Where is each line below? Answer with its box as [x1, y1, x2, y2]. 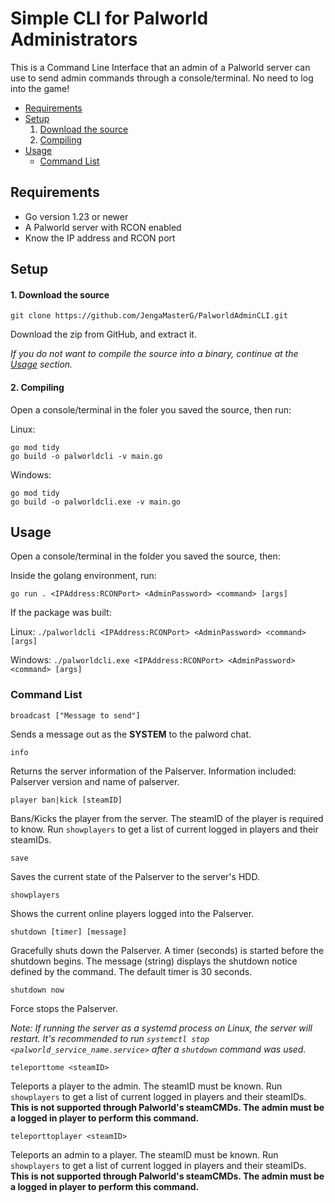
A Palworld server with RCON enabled [24, 221, 182, 233]
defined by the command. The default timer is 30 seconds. [10, 965, 253, 977]
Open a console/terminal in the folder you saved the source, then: [10, 550, 281, 562]
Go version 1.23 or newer [24, 210, 129, 222]
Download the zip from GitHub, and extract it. [10, 328, 197, 341]
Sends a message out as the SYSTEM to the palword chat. [10, 728, 252, 740]
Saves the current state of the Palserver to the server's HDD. [10, 870, 260, 882]
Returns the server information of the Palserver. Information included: [10, 765, 297, 777]
